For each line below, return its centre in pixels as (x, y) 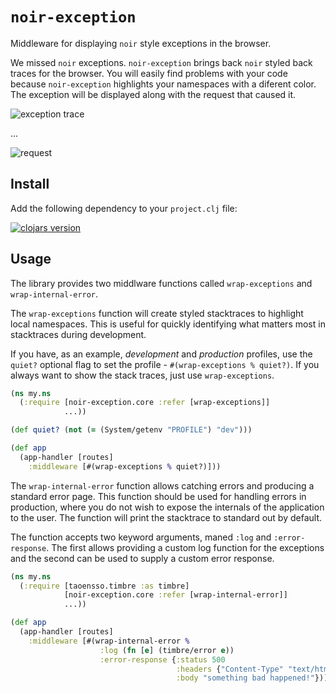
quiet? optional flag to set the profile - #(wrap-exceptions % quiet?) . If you (165, 364)
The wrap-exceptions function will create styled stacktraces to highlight (157, 313)
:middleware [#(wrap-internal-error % (109, 641)
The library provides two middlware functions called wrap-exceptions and (161, 283)
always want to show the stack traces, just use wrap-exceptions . (142, 375)
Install (30, 184)
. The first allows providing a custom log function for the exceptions (185, 547)
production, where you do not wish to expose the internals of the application (167, 507)
